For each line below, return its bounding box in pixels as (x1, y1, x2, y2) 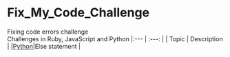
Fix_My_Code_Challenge (7, 5, 150, 21)
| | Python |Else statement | (7, 42, 81, 50)
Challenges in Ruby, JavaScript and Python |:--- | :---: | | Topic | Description (7, 34, 223, 43)
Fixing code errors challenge (7, 27, 89, 36)
